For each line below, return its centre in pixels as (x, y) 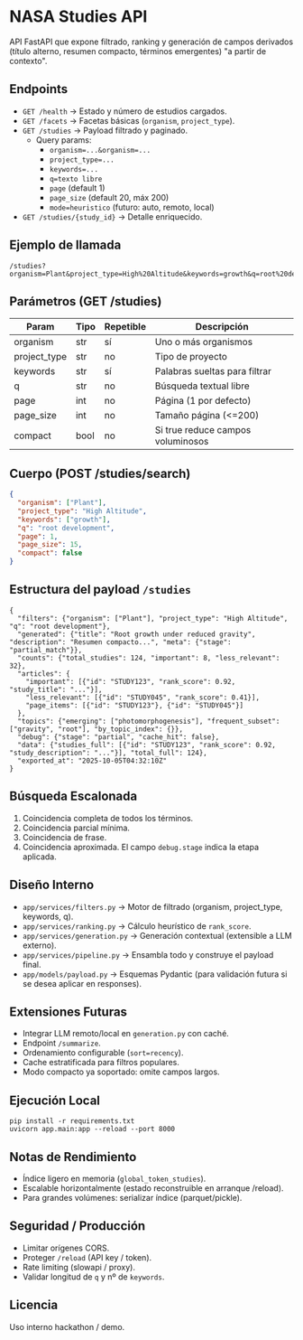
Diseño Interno (52, 885)
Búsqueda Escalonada (73, 797)
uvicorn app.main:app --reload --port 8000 (92, 1129)
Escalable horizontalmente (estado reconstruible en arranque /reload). (153, 1188)
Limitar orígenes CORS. (66, 1248)
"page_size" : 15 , (50, 545)
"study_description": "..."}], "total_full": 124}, (108, 753)
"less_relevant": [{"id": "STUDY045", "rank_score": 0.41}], (142, 698)
